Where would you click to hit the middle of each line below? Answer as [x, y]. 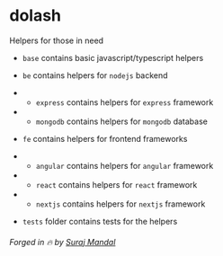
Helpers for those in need [57, 40]
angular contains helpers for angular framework [125, 165]
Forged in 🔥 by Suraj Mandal [62, 242]
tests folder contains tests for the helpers [100, 221]
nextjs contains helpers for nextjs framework [120, 204]
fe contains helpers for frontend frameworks [105, 138]
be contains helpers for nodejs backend [95, 75]
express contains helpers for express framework [125, 102]
